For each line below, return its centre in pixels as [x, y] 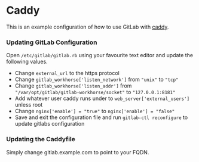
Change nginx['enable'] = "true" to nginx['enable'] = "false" [95, 111]
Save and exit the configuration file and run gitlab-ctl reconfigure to [101, 117]
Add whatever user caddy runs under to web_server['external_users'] [102, 98]
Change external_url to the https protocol [67, 73]
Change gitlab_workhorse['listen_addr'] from [73, 86]
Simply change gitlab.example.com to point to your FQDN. [78, 152]
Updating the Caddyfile [41, 139]
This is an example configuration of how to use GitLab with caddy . [88, 27]
